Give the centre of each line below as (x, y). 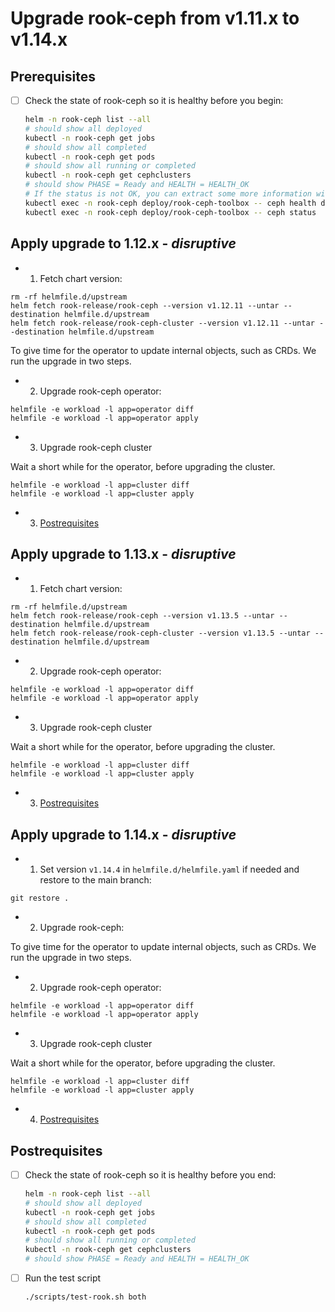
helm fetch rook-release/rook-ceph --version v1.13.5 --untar (142, 616)
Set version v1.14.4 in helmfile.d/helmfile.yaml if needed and (169, 869)
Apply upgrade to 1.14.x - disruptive (123, 834)
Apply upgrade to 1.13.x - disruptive (123, 553)
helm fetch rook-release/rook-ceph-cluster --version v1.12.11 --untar (162, 323)
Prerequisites (53, 76)
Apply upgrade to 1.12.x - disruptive (123, 243)
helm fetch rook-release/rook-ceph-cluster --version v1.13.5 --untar (160, 633)
